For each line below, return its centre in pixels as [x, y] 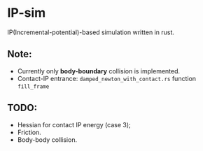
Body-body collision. [47, 139]
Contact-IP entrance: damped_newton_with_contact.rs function [107, 78]
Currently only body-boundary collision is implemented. [99, 71]
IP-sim [27, 13]
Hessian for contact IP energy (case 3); [74, 124]
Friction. [29, 132]
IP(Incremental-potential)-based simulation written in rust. [91, 32]
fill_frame [33, 86]
